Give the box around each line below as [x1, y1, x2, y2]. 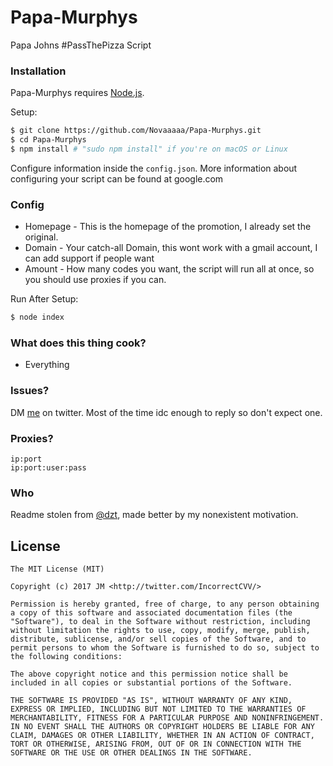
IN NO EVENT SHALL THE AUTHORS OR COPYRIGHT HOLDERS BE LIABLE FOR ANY [10, 722, 315, 732]
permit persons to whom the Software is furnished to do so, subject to [10, 643, 320, 653]
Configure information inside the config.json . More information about [10, 162, 298, 174]
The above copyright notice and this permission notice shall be [10, 669, 288, 680]
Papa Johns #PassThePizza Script [10, 39, 152, 51]
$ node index [10, 312, 65, 323]
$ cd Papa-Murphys [10, 135, 87, 145]
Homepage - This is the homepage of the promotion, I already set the [24, 221, 312, 233]
